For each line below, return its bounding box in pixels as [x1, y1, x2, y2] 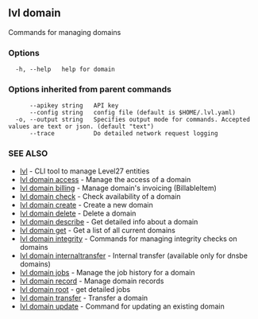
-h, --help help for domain [15, 65, 115, 74]
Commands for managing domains [8, 27, 121, 37]
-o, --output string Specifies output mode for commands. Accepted [15, 115, 250, 124]
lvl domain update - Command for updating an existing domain [19, 301, 225, 311]
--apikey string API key [29, 102, 119, 110]
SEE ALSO [8, 148, 48, 159]
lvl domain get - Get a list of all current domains [19, 225, 176, 235]
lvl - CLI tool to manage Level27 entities [19, 166, 150, 176]
